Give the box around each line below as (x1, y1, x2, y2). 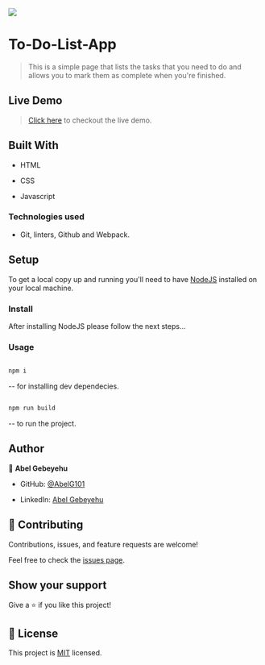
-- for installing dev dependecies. (8, 381, 119, 391)
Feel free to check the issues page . (8, 555, 125, 564)
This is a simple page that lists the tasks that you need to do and (27, 61, 242, 72)
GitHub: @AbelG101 (19, 479, 85, 488)
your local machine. (8, 283, 74, 293)
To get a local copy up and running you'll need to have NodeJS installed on (8, 274, 258, 284)
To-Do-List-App (8, 35, 117, 54)
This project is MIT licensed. (8, 648, 102, 658)
